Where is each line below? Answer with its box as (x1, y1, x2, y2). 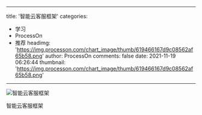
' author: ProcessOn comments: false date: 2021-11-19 (41, 52, 176, 59)
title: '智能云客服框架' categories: (6, 13, 88, 20)
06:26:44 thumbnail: (14, 59, 66, 66)
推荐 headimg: (14, 40, 51, 46)
